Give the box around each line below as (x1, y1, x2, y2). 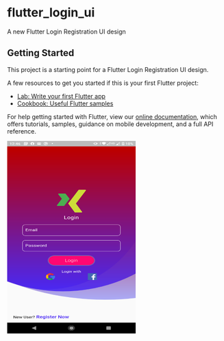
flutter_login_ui (7, 5, 95, 21)
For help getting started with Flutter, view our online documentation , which (7, 112, 218, 121)
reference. (7, 127, 36, 135)
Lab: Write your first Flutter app (16, 92, 106, 100)
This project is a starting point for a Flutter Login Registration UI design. (7, 65, 209, 73)
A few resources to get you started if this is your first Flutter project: (7, 79, 199, 87)
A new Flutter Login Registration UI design (7, 27, 127, 36)
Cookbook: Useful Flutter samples (16, 99, 114, 108)
